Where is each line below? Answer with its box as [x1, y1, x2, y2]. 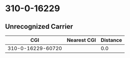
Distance [100, 37, 122, 43]
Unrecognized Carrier [5, 22, 73, 31]
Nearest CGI [66, 37, 96, 43]
